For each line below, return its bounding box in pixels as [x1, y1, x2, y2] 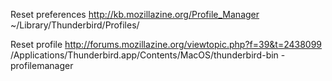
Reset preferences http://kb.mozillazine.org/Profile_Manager [10, 9, 260, 20]
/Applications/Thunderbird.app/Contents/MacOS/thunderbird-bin [10, 49, 279, 61]
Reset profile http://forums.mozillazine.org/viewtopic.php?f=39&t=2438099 [10, 39, 323, 50]
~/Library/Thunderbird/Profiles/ [10, 19, 140, 31]
